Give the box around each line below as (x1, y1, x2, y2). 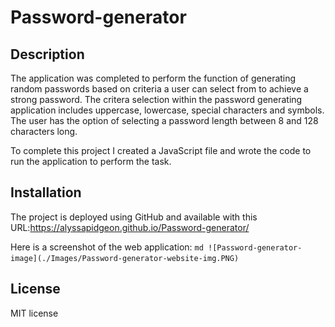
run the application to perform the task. (10, 156, 172, 167)
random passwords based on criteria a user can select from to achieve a (10, 83, 309, 95)
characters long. (10, 126, 78, 137)
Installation (10, 184, 82, 201)
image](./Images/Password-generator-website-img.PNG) (10, 253, 240, 263)
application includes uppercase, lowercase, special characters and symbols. (10, 104, 325, 116)
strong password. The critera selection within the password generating (10, 94, 303, 105)
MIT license (10, 307, 59, 319)
